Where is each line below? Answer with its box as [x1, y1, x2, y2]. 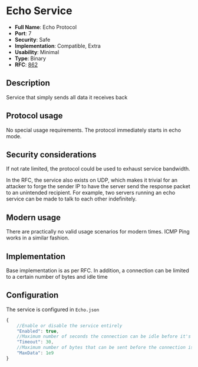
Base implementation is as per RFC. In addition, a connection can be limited [6, 267, 190, 274]
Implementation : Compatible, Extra [14, 42, 101, 49]
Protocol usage [6, 111, 63, 121]
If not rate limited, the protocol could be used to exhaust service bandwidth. [6, 165, 190, 172]
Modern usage [6, 212, 61, 222]
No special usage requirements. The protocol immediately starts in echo [6, 126, 181, 134]
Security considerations [6, 149, 97, 159]
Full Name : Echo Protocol [14, 24, 77, 31]
